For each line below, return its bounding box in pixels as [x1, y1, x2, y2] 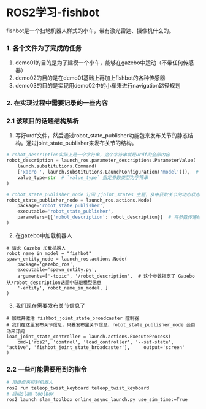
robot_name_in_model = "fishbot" [6, 250, 92, 256]
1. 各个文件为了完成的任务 [6, 44, 82, 52]
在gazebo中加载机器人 [15, 231, 72, 239]
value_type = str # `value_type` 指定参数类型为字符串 [17, 174, 148, 181]
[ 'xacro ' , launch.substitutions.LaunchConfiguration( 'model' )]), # [17, 169, 199, 175]
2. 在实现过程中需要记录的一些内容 [6, 99, 109, 107]
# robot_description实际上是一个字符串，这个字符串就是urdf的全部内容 [6, 151, 170, 158]
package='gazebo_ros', [17, 261, 75, 267]
